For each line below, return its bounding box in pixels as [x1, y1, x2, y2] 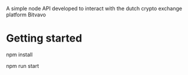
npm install [6, 51, 33, 58]
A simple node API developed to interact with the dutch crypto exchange [6, 5, 183, 12]
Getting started [6, 32, 83, 45]
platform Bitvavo [6, 11, 46, 18]
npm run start [6, 62, 39, 69]
